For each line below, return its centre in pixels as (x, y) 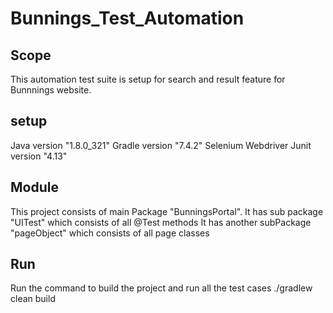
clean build (33, 299)
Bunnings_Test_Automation (127, 18)
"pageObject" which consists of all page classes (110, 233)
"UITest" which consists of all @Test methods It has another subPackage (161, 222)
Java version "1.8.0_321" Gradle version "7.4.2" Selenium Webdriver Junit (161, 145)
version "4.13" (39, 156)
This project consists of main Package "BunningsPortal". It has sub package (167, 211)
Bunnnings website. (51, 90)
